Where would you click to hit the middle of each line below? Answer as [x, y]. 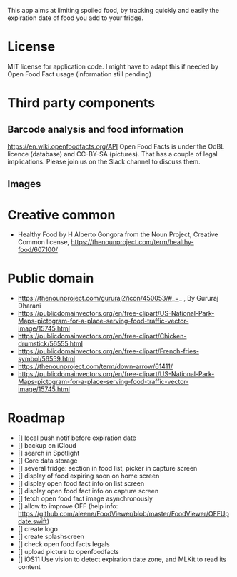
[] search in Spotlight [49, 453]
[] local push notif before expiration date [77, 438]
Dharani [29, 306]
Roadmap [36, 418]
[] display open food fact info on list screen [81, 483]
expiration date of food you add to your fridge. [76, 18]
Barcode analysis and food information [96, 129]
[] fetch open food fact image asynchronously [85, 498]
